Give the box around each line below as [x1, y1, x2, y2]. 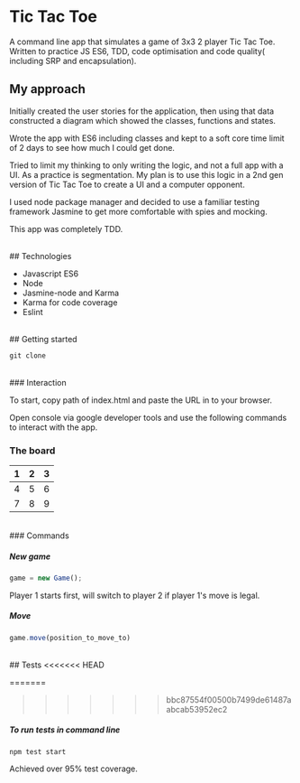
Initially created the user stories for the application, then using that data [9, 106, 275, 117]
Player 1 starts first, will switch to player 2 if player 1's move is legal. [9, 590, 260, 601]
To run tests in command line [9, 724, 121, 735]
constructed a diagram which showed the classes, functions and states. [9, 115, 277, 126]
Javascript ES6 [22, 268, 79, 279]
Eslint [22, 306, 43, 317]
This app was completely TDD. [9, 223, 123, 234]
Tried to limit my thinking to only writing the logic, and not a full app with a [9, 160, 284, 171]
